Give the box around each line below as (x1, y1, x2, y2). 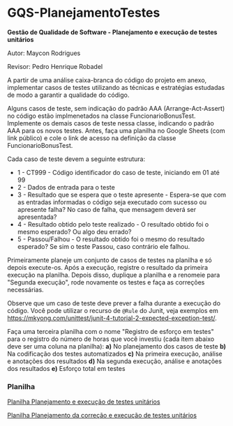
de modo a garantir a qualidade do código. (7, 91, 130, 99)
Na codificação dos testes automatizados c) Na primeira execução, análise (7, 349, 223, 358)
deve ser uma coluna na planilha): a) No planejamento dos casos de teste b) (7, 342, 227, 350)
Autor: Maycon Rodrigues (7, 49, 81, 57)
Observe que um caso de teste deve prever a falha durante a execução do (7, 298, 221, 307)
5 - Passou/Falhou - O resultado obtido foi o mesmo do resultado (17, 235, 205, 243)
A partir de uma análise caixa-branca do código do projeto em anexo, (7, 75, 207, 84)
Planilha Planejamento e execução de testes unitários (7, 397, 160, 406)
